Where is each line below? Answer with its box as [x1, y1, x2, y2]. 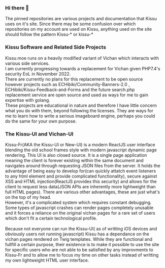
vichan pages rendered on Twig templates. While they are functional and [5, 236, 153, 242]
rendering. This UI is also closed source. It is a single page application [5, 152, 147, 158]
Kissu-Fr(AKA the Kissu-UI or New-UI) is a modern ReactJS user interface [5, 141, 155, 147]
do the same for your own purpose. [5, 118, 77, 124]
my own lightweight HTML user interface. [5, 257, 89, 263]
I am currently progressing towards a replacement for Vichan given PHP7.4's [5, 65, 161, 71]
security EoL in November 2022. [5, 71, 71, 77]
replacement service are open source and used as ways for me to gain [5, 91, 149, 98]
